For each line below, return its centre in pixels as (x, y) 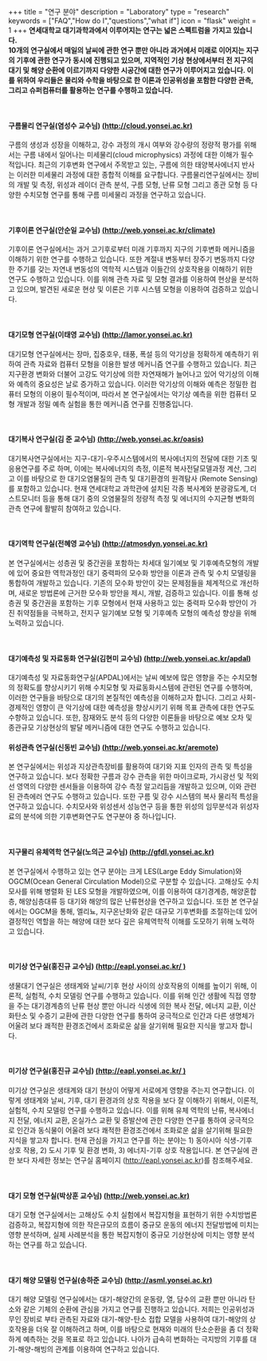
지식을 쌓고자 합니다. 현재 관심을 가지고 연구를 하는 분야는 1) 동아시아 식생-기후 (130, 1140)
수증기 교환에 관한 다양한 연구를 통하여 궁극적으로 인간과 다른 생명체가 (146, 1016)
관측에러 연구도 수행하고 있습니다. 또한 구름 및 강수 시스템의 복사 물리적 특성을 (137, 796)
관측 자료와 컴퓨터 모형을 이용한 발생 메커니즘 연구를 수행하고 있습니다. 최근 (140, 364)
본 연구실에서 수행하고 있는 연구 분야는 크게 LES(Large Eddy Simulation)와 (125, 871)
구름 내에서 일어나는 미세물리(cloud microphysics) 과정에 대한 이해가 (131, 155)
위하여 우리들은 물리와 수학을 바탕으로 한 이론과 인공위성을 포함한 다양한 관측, (135, 80)
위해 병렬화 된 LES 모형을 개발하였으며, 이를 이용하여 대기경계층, (129, 891)
